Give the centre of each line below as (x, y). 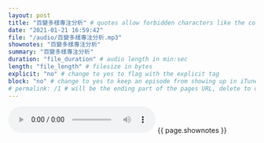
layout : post (29, 15)
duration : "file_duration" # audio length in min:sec (98, 60)
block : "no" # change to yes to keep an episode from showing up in (123, 81)
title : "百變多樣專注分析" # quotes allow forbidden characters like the (126, 23)
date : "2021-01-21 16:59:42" (56, 30)
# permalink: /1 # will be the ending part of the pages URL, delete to (130, 88)
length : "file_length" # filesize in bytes (81, 67)
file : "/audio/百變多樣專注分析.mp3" (65, 37)
